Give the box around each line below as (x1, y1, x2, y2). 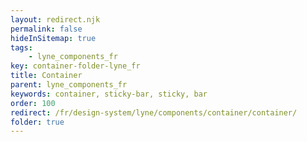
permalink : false (10, 24, 83, 34)
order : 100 (10, 98, 56, 108)
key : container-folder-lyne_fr (10, 61, 141, 71)
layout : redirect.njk (10, 14, 101, 25)
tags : (10, 42, 33, 53)
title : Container (10, 71, 83, 81)
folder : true (10, 117, 65, 127)
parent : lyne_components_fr (10, 80, 128, 90)
